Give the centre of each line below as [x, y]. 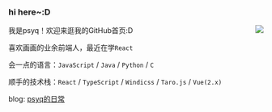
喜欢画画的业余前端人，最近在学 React [71, 48]
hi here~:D [30, 12]
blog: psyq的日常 [37, 99]
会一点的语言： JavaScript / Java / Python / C [81, 65]
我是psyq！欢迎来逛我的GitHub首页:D [71, 31]
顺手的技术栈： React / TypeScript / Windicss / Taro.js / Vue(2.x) [115, 82]
